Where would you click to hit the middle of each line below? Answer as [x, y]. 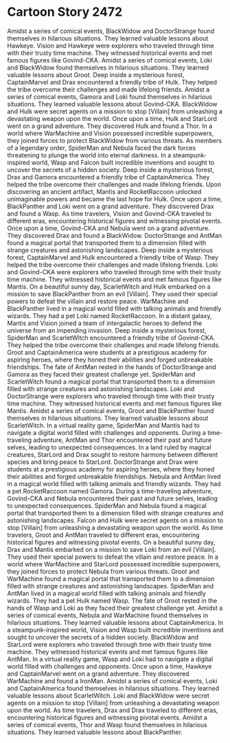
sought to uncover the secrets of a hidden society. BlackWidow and [103, 637]
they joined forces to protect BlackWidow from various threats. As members [114, 140]
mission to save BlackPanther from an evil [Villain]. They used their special [112, 293]
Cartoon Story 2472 [65, 12]
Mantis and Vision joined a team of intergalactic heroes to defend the [105, 323]
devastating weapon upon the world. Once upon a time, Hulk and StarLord [112, 118]
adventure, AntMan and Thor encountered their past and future [123, 440]
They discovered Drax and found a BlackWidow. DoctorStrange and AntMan [115, 235]
